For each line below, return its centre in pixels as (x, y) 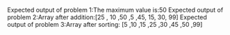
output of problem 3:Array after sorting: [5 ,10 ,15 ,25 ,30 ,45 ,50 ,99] (105, 24)
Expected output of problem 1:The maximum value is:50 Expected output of (115, 10)
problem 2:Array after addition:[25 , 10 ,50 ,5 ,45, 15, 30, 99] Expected (107, 17)
